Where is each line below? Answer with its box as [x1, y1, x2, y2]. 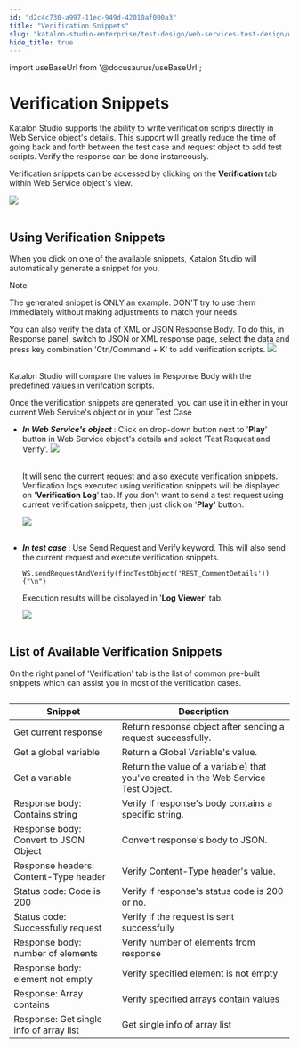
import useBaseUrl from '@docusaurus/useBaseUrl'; [9, 62, 202, 73]
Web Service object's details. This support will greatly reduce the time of [9, 133, 277, 143]
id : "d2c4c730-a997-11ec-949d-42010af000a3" [9, 12, 177, 22]
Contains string [13, 808, 78, 820]
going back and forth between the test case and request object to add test [9, 141, 282, 152]
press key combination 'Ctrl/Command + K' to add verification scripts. [9, 344, 266, 354]
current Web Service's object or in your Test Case [9, 407, 193, 417]
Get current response [13, 726, 103, 738]
